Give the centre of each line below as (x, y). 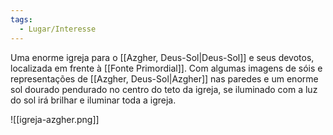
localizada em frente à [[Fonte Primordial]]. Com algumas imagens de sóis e (166, 68)
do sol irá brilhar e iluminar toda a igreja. (93, 100)
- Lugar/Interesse (58, 29)
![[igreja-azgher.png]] (55, 119)
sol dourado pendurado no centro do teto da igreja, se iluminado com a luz (164, 89)
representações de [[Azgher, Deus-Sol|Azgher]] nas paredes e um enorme (164, 78)
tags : (21, 19)
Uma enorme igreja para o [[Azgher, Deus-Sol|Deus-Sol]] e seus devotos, (162, 57)
